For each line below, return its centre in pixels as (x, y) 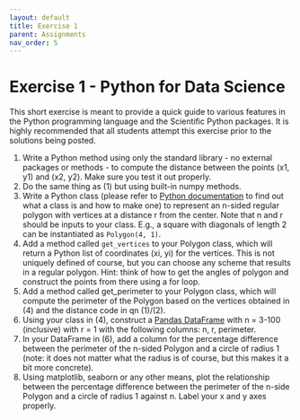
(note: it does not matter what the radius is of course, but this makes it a (155, 358)
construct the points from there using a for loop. (111, 282)
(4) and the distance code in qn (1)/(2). (94, 311)
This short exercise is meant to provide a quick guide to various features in (147, 112)
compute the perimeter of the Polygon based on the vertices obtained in (156, 301)
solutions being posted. (53, 141)
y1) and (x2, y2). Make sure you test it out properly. (117, 177)
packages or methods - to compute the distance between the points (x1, (156, 168)
